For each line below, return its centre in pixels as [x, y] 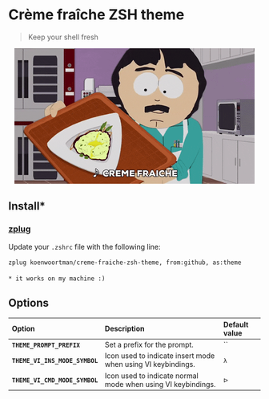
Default [236, 324]
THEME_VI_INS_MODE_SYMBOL [55, 360]
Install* [27, 206]
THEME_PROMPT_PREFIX [46, 346]
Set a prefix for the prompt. [149, 345]
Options [29, 303]
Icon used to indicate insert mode [160, 356]
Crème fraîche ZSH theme [96, 15]
